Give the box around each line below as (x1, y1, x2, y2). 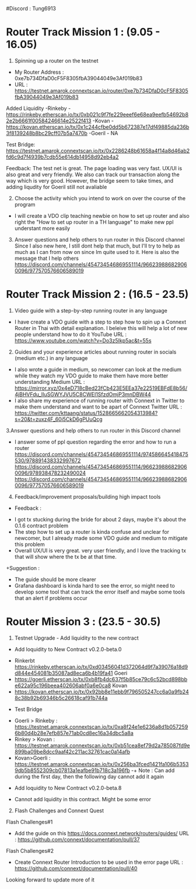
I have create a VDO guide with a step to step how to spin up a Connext (14, 318, 187, 325)
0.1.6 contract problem (14, 522, 69, 529)
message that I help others (14, 255, 79, 262)
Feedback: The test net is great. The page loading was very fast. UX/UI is (6, 164, 183, 171)
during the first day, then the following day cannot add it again (14, 773, 164, 780)
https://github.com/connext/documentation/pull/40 (14, 864, 138, 871)
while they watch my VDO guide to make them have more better (14, 372, 169, 379)
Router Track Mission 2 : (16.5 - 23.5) (6, 288, 189, 301)
